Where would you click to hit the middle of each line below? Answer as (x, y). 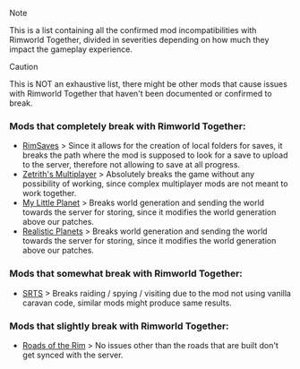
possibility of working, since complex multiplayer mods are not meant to (155, 184)
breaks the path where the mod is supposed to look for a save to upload (155, 155)
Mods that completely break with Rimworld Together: (128, 126)
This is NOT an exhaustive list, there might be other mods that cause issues (149, 84)
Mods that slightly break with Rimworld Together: (120, 326)
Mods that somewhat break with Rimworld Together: (126, 274)
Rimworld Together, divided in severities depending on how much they (139, 40)
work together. (49, 193)
